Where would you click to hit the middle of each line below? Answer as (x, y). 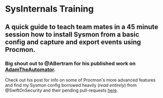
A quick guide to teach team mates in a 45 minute (82, 27)
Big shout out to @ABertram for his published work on (70, 63)
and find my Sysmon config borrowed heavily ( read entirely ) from (71, 85)
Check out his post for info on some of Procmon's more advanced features (80, 80)
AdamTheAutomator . (31, 69)
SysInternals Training (50, 9)
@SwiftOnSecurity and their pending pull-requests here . (61, 90)
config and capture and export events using (73, 42)
